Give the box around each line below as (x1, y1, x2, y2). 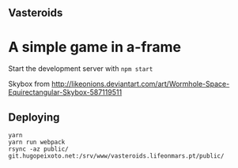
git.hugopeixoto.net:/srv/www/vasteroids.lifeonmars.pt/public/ (8, 152, 225, 160)
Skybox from (8, 79, 50, 89)
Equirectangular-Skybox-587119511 (8, 88, 123, 97)
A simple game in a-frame (8, 38, 182, 56)
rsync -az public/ (8, 145, 69, 153)
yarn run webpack (8, 138, 66, 147)
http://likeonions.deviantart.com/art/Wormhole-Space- (51, 79, 230, 89)
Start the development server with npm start (8, 64, 153, 73)
